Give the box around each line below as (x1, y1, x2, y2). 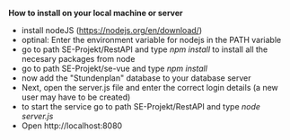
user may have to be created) (21, 92, 131, 102)
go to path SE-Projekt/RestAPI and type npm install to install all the (21, 44, 268, 55)
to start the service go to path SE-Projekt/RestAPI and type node (21, 101, 261, 111)
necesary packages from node (21, 54, 136, 64)
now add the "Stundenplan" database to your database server (21, 73, 252, 83)
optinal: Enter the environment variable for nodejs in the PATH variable (21, 35, 282, 45)
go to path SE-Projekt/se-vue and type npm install (21, 63, 208, 74)
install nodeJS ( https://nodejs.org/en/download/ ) (21, 25, 203, 35)
